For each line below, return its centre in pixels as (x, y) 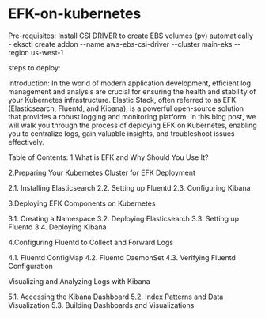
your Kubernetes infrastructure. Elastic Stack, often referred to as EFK (122, 100)
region (19, 52)
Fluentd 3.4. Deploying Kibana (57, 227)
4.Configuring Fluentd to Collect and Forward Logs (91, 242)
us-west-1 (47, 52)
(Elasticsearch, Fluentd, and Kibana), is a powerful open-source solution (126, 108)
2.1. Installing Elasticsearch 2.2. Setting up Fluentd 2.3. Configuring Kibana (129, 187)
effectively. (26, 142)
